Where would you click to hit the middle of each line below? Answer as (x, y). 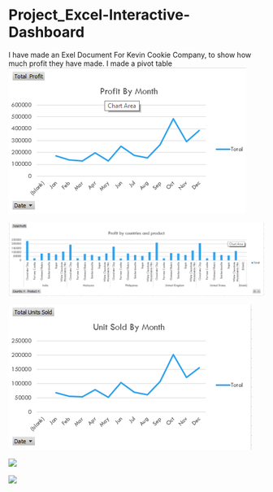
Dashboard (47, 32)
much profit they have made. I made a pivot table (91, 63)
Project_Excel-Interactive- (100, 15)
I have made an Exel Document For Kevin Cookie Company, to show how (130, 54)
